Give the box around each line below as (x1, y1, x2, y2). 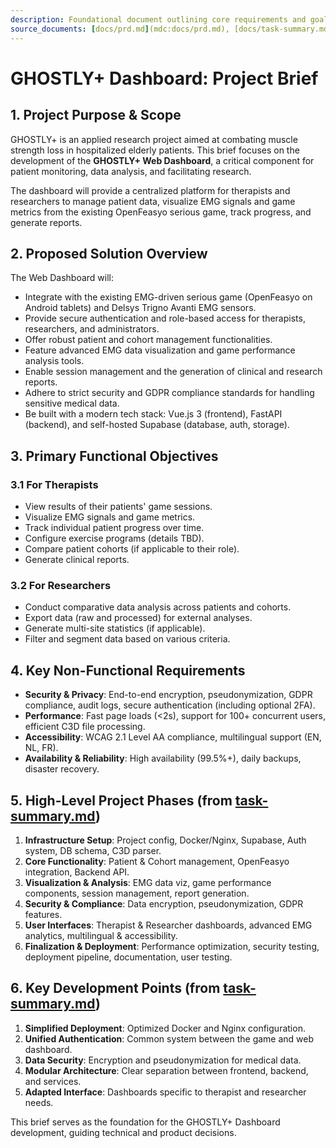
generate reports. (10, 216, 83, 228)
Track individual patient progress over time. (24, 522, 205, 533)
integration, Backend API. (24, 866, 130, 878)
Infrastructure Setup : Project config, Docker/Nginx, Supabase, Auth (24, 834, 307, 846)
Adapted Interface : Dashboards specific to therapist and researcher (24, 1086, 307, 1098)
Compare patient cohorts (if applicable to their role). (24, 543, 240, 555)
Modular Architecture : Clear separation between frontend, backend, (24, 1064, 309, 1076)
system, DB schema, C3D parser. (24, 844, 162, 856)
